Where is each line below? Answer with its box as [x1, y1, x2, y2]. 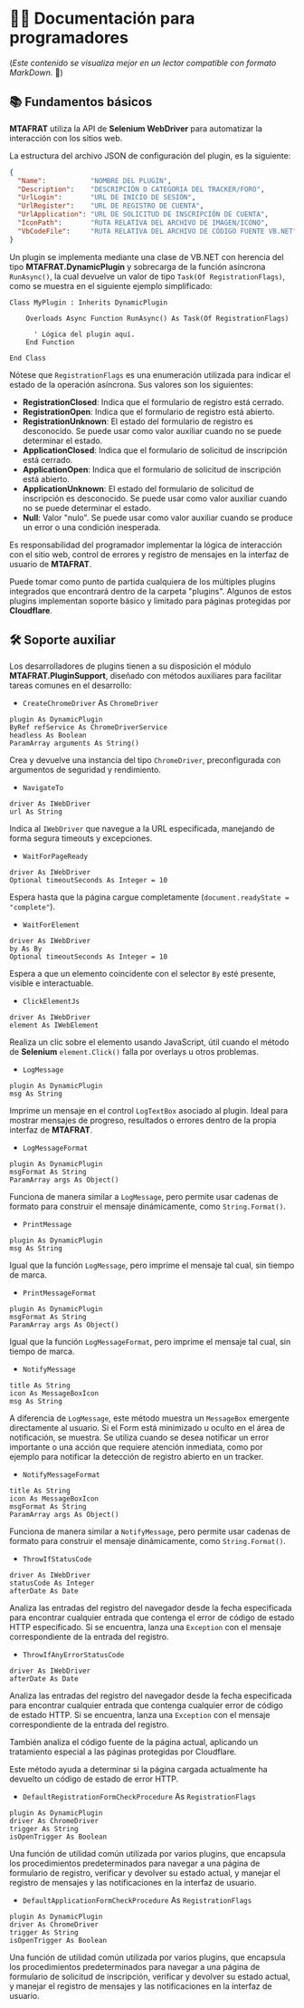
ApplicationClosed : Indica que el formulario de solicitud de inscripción [22, 444, 288, 456]
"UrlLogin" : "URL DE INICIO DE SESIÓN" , [17, 193, 196, 202]
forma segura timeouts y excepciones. [9, 833, 153, 844]
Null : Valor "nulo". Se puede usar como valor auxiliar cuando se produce [22, 512, 293, 523]
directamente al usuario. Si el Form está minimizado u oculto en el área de [9, 1423, 285, 1434]
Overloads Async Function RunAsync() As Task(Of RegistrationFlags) [25, 314, 290, 323]
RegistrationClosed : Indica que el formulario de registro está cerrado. [22, 396, 285, 407]
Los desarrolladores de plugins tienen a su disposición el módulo [9, 661, 252, 671]
